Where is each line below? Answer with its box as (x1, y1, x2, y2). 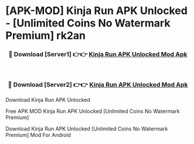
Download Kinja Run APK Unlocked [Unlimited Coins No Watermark (5, 125, 168, 132)
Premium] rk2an (5, 29, 86, 42)
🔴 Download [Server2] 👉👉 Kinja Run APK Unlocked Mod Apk (8, 81, 188, 89)
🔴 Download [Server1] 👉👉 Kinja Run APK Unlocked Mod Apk (8, 50, 188, 59)
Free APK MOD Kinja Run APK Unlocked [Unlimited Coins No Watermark (5, 107, 180, 115)
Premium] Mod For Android (5, 131, 72, 138)
